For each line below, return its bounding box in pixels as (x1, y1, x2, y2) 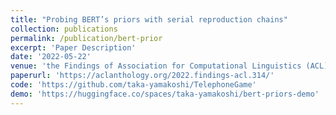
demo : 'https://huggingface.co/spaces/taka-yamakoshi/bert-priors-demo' (10, 89, 320, 99)
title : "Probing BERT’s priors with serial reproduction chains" (10, 14, 288, 25)
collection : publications (10, 24, 118, 34)
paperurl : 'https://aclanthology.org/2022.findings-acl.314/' (10, 71, 275, 81)
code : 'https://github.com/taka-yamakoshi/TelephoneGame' (10, 80, 257, 90)
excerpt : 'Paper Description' (10, 42, 137, 53)
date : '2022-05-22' (10, 52, 92, 62)
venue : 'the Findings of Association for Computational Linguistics (10, 61, 302, 71)
